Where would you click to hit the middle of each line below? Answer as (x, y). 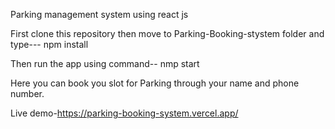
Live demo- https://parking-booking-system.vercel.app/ (124, 113)
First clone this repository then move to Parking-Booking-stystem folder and (167, 33)
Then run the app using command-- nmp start (105, 63)
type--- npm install (49, 44)
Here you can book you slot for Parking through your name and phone (155, 83)
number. (27, 93)
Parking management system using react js (99, 14)
